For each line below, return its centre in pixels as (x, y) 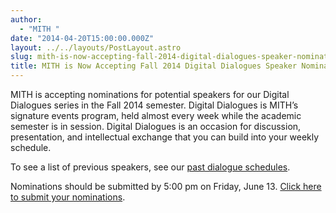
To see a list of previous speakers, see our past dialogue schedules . (150, 167)
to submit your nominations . (68, 197)
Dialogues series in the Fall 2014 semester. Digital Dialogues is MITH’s (154, 105)
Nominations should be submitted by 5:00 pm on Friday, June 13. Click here (166, 186)
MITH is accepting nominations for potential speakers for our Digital (150, 94)
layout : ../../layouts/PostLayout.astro (96, 47)
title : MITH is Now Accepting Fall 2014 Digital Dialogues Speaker (154, 66)
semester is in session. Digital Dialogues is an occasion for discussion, (156, 126)
